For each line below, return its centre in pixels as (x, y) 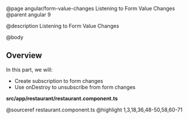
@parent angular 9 (29, 15)
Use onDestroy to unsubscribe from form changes (75, 87)
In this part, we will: (29, 69)
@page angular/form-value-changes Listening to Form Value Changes (90, 8)
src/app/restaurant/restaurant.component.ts (62, 98)
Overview (24, 56)
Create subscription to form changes (59, 80)
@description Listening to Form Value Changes (63, 26)
